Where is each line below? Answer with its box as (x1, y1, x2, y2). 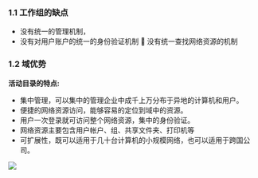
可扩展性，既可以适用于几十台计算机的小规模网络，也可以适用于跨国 (19, 135, 244, 144)
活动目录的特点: (8, 78, 60, 88)
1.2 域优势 (8, 58, 46, 69)
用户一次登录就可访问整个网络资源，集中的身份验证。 (19, 115, 195, 125)
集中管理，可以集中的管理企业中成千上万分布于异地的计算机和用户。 (19, 95, 244, 105)
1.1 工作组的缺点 (8, 6, 69, 18)
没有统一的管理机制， (19, 26, 90, 37)
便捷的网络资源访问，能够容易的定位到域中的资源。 (19, 105, 188, 115)
